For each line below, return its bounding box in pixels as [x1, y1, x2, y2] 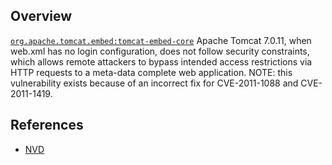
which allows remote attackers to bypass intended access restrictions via [10, 55, 313, 68]
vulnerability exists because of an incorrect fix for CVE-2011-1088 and [10, 77, 299, 89]
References [10, 117, 84, 134]
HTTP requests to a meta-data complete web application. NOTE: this [10, 66, 293, 78]
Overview [10, 8, 73, 25]
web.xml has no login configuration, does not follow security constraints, [10, 45, 310, 57]
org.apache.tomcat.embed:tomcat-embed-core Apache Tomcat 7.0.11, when [10, 34, 312, 46]
